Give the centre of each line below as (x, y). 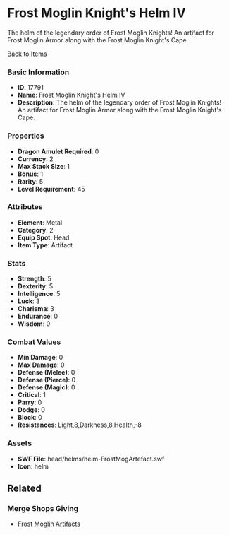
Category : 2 (35, 230)
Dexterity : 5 (35, 286)
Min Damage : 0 (40, 358)
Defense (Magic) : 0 (46, 387)
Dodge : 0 (31, 410)
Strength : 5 (34, 279)
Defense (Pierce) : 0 (47, 380)
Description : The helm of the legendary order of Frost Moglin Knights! (119, 102)
